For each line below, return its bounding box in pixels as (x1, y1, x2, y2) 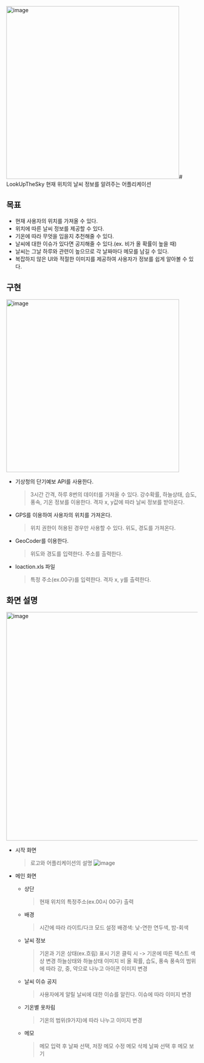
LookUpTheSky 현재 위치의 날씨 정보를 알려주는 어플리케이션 (6, 181, 152, 188)
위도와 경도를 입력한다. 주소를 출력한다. (30, 550, 123, 557)
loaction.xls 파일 (15, 563, 56, 570)
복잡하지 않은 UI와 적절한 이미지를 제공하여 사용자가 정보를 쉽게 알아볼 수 (15, 255, 188, 263)
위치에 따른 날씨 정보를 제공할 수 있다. (15, 225, 104, 232)
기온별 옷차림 (24, 1003, 56, 1011)
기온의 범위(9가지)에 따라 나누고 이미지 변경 (39, 1017, 143, 1024)
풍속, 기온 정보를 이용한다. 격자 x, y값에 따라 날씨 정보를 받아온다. (30, 498, 185, 506)
